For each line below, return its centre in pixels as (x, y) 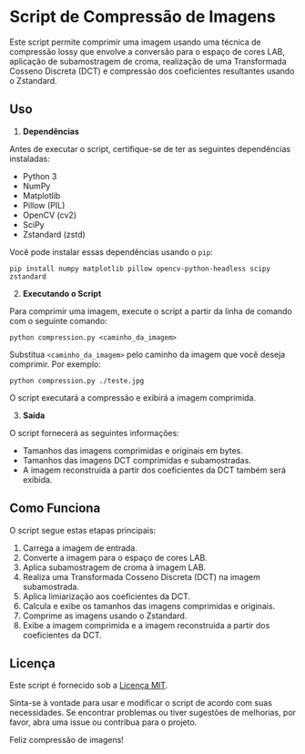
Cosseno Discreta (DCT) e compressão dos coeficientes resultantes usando (152, 71)
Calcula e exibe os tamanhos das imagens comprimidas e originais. (149, 606)
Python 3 (40, 176)
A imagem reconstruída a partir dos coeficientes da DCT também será (154, 470)
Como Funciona (55, 509)
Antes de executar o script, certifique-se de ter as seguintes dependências (150, 148)
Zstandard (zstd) (54, 234)
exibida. (37, 479)
